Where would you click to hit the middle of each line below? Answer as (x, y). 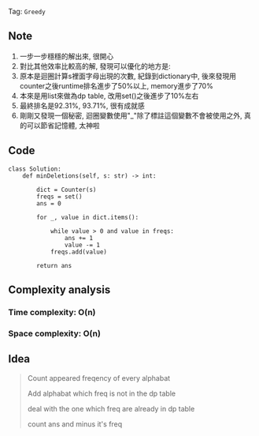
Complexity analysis (59, 290)
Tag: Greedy (27, 11)
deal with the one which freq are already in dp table (111, 408)
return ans (54, 265)
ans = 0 (49, 203)
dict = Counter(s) (67, 190)
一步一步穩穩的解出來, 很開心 (67, 56)
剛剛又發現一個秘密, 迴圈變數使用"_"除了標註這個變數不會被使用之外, (131, 115)
